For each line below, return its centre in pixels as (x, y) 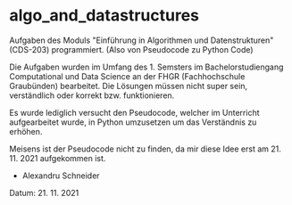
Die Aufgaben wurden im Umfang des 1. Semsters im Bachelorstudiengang (146, 67)
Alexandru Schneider (61, 176)
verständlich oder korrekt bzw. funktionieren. (92, 95)
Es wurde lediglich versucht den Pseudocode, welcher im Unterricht (134, 112)
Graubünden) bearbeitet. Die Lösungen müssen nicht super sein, (129, 86)
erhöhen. (26, 131)
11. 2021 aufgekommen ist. (58, 158)
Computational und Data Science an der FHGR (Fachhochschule (127, 76)
